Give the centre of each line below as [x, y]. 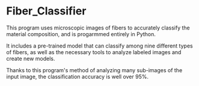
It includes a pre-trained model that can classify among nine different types [100, 46]
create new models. [31, 58]
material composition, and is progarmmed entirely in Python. [81, 34]
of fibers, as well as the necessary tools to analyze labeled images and [94, 52]
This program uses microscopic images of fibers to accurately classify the [98, 28]
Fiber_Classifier [46, 11]
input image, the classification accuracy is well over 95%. [78, 76]
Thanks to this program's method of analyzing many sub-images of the [94, 70]
